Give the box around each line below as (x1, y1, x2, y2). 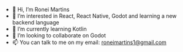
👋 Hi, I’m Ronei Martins (12, 6, 70, 13)
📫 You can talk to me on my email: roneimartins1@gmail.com (12, 39, 167, 46)
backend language (12, 19, 59, 26)
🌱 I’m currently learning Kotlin (12, 25, 87, 32)
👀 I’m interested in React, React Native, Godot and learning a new (12, 12, 177, 20)
